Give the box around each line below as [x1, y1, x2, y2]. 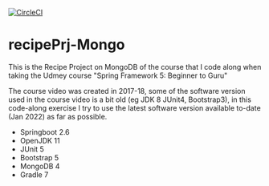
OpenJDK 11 [19, 135, 60, 145]
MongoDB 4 [19, 161, 60, 171]
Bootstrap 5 [19, 152, 59, 162]
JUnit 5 [19, 144, 44, 154]
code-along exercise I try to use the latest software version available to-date [8, 103, 261, 112]
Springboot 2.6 [19, 127, 70, 136]
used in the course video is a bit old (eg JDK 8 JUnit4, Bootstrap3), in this [8, 95, 251, 104]
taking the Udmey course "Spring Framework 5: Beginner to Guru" [8, 71, 228, 80]
